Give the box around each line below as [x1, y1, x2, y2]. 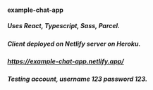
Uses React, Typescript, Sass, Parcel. [7, 22, 121, 30]
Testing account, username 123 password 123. [7, 75, 148, 84]
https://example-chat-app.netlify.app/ [7, 57, 125, 65]
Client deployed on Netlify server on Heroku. [7, 39, 141, 48]
